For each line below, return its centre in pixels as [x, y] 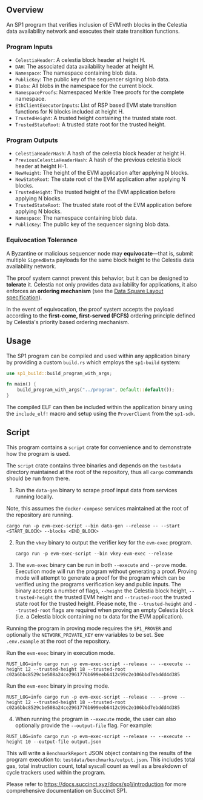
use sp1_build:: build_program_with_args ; [59, 373]
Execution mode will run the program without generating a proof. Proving [106, 571]
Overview [25, 10]
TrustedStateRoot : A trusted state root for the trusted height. [90, 124]
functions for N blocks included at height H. [69, 112]
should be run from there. [38, 478]
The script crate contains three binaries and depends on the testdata [94, 465]
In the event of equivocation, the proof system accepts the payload [90, 309]
